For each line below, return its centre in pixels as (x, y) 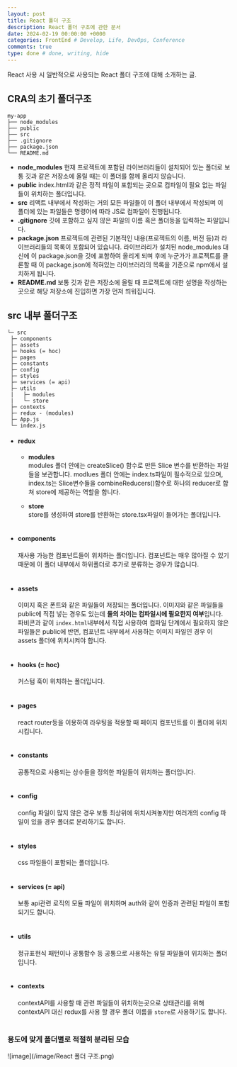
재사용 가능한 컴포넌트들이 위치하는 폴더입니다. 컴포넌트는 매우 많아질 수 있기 (123, 555)
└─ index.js (28, 425)
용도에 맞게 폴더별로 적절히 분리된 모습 (68, 1039)
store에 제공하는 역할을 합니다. (78, 492)
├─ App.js (25, 419)
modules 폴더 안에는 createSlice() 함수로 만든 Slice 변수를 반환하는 (122, 465)
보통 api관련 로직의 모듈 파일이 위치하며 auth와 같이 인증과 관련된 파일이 (117, 903)
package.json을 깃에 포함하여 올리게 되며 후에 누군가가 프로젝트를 (130, 255)
